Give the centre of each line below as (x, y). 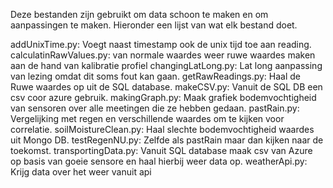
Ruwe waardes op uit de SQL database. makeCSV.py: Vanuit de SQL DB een (166, 87)
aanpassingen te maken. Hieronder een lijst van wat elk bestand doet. (154, 25)
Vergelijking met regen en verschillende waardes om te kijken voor (147, 118)
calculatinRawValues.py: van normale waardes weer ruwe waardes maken (163, 55)
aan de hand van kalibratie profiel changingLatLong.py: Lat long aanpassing (166, 65)
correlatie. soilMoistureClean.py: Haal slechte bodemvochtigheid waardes (162, 129)
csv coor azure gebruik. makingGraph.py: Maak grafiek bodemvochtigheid (163, 97)
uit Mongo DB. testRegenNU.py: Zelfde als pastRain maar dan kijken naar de (167, 140)
